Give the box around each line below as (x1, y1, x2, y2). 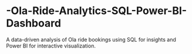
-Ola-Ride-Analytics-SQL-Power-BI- (6, 4, 187, 18)
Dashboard (6, 16, 62, 30)
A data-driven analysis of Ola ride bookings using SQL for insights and (6, 36, 176, 43)
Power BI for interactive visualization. (6, 42, 96, 49)
